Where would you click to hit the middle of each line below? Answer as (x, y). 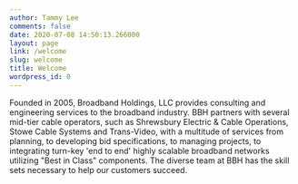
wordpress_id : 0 (40, 77)
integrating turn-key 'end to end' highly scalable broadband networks (139, 150)
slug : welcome (36, 60)
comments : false (40, 26)
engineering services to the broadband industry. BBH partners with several (149, 112)
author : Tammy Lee (44, 18)
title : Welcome (38, 69)
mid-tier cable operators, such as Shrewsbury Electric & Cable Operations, (149, 121)
